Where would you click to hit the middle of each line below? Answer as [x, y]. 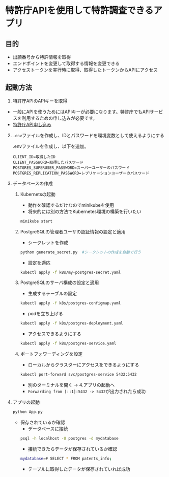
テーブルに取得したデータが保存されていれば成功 [79, 469]
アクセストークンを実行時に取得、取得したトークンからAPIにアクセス [85, 70]
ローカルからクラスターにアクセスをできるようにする [83, 365]
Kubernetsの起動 [38, 194]
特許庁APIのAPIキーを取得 [40, 101]
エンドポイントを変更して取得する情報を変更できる [66, 63]
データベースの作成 [33, 183]
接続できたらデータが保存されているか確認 [72, 449]
